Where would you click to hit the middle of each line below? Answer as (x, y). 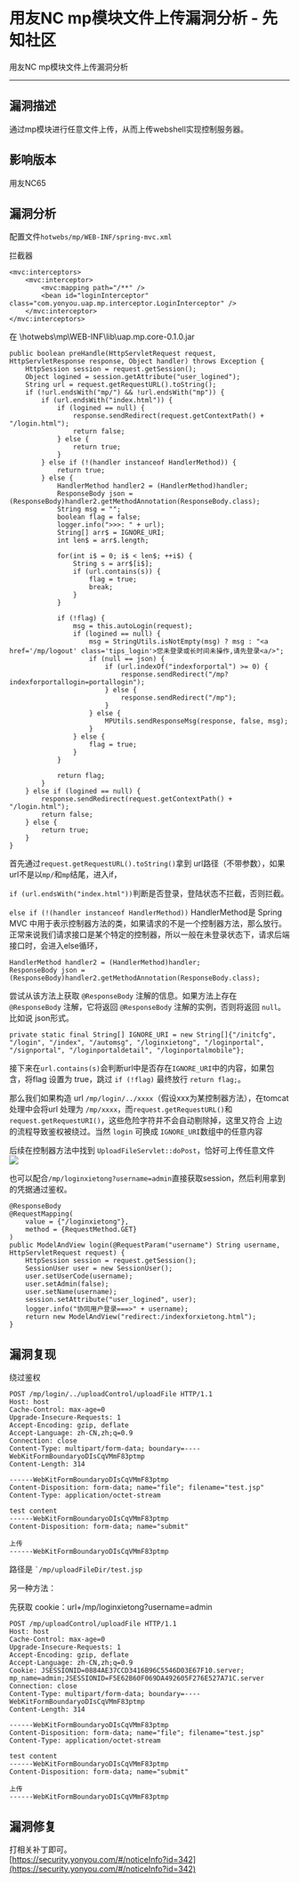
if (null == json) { (127, 659)
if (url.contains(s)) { (117, 572)
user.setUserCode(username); (79, 1277)
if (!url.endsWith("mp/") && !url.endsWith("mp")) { (125, 392)
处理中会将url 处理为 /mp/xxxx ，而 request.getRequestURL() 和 (121, 1110)
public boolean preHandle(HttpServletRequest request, (113, 354)
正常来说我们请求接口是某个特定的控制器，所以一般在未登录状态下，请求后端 (149, 934)
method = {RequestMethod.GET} (81, 1230)
